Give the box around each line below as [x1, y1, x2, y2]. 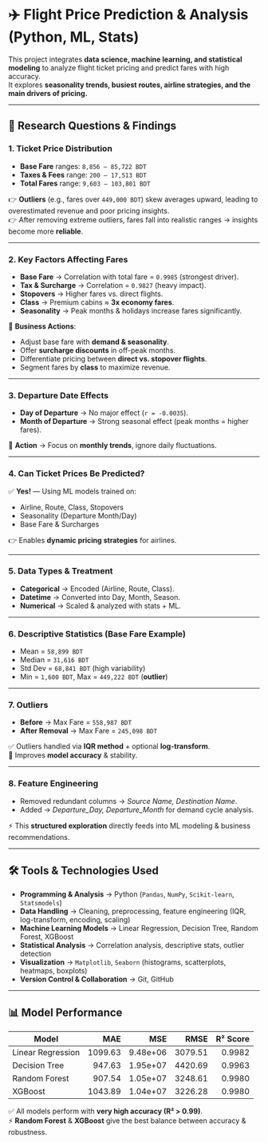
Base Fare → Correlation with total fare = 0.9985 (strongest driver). [19, 272, 239, 282]
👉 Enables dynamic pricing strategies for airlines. [8, 535, 177, 545]
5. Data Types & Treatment [8, 566, 113, 577]
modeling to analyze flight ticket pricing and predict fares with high [8, 62, 230, 72]
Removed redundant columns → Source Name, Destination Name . [19, 796, 238, 805]
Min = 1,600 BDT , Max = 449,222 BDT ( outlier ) [19, 672, 168, 681]
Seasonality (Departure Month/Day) [19, 510, 137, 520]
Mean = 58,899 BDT [19, 646, 84, 656]
